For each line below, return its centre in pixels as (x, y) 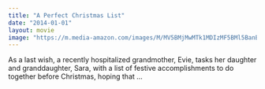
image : (19, 37)
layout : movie (32, 30)
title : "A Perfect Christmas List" (67, 15)
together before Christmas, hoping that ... (76, 76)
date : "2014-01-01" (40, 23)
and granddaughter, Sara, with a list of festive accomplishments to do (121, 69)
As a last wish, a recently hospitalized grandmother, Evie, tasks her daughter (132, 60)
